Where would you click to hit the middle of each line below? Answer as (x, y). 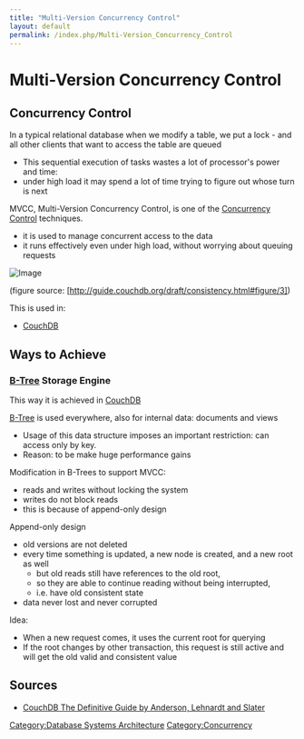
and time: (40, 172)
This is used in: (38, 308)
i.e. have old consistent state (89, 593)
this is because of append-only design (94, 509)
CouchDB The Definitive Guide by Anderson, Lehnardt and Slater (144, 707)
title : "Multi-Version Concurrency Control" (95, 18)
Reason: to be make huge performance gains (107, 454)
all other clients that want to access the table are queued (116, 145)
